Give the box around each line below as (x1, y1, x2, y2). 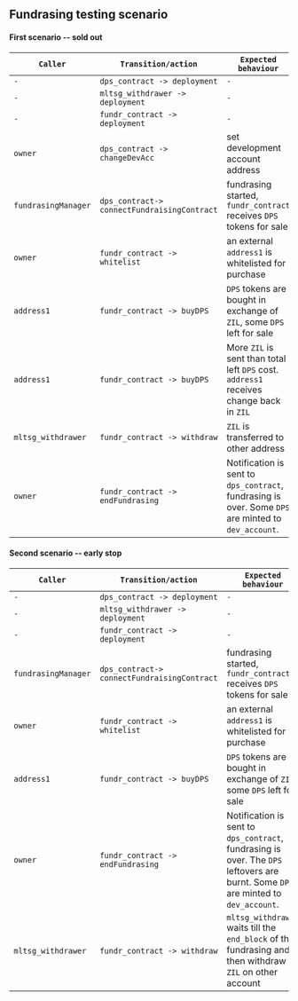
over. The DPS (225, 854, 282, 866)
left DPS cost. (225, 363, 279, 375)
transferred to (225, 430, 284, 443)
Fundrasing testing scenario (9, 7, 169, 22)
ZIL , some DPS (225, 315, 285, 327)
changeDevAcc (99, 153, 155, 162)
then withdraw (225, 954, 286, 966)
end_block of (225, 932, 279, 944)
